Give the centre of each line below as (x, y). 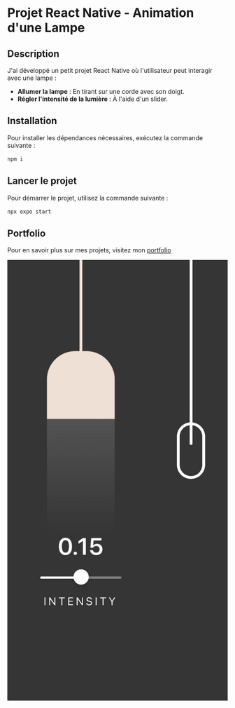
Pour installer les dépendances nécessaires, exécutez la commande (105, 137)
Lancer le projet (42, 181)
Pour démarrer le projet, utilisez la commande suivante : (88, 198)
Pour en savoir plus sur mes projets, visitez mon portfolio (89, 250)
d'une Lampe (46, 28)
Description (33, 54)
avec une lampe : (32, 78)
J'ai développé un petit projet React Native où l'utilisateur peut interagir (110, 70)
